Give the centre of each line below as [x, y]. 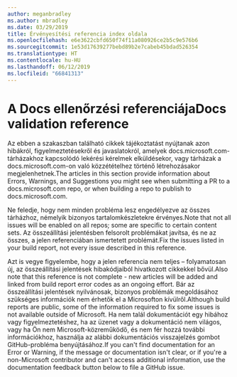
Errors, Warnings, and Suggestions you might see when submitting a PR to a [119, 181]
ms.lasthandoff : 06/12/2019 [49, 67]
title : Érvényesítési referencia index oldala [77, 34]
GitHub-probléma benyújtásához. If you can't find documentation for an [111, 345]
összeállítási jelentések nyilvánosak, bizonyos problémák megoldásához [113, 292]
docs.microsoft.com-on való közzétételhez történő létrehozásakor [104, 166]
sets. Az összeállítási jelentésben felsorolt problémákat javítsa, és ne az [112, 233]
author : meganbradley [39, 14]
